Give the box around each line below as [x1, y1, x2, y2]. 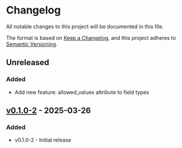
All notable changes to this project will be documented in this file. [6, 23, 164, 30]
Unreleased [6, 58, 50, 68]
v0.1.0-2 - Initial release [14, 136, 72, 144]
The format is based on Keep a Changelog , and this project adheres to [6, 34, 176, 41]
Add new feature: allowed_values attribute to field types [14, 89, 150, 96]
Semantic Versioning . [6, 41, 58, 48]
